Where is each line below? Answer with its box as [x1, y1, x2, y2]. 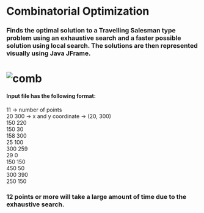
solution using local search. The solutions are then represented [6, 42, 198, 50]
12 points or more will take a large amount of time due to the [6, 193, 187, 201]
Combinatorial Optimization [6, 4, 150, 18]
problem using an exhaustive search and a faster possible [6, 34, 181, 42]
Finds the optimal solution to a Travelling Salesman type [6, 26, 176, 35]
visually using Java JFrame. [6, 49, 91, 58]
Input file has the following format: [6, 92, 96, 99]
